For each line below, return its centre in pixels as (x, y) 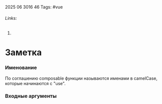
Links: (11, 18)
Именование (21, 68)
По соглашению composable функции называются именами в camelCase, (81, 78)
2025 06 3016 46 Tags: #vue (34, 7)
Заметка (24, 52)
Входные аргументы (31, 96)
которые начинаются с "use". (35, 83)
